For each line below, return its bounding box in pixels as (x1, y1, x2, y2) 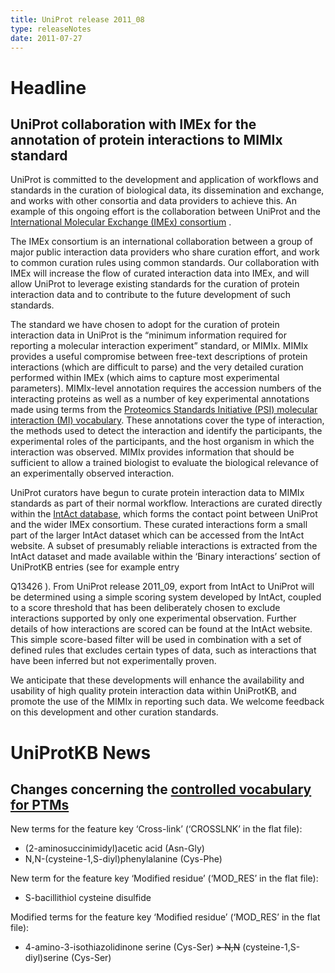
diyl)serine (24, 952, 69, 964)
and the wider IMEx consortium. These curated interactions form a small (10, 519, 308, 531)
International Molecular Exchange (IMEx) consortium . (10, 216, 232, 228)
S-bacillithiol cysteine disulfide (24, 892, 152, 904)
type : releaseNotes (10, 24, 92, 34)
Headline (10, 76, 87, 99)
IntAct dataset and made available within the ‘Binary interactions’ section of (10, 551, 321, 563)
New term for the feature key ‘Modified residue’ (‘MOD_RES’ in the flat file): (10, 872, 319, 885)
